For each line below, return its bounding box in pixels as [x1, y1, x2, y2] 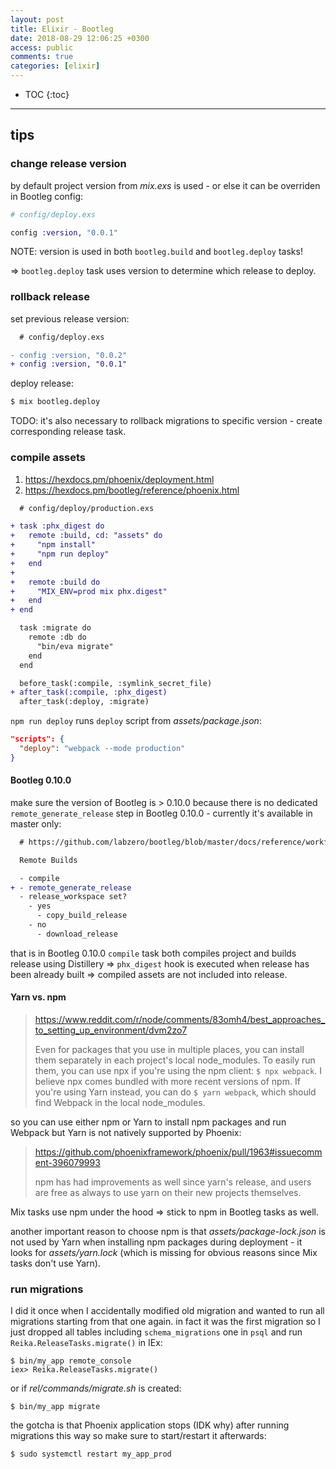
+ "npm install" [10, 540, 97, 550]
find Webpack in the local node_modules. [34, 1097, 206, 1109]
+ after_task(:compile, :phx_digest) [10, 687, 168, 698]
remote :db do [28, 632, 87, 643]
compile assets [10, 451, 86, 465]
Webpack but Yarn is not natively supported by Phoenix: [10, 1127, 242, 1139]
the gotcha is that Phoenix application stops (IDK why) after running [10, 1419, 290, 1431]
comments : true [10, 52, 74, 62]
